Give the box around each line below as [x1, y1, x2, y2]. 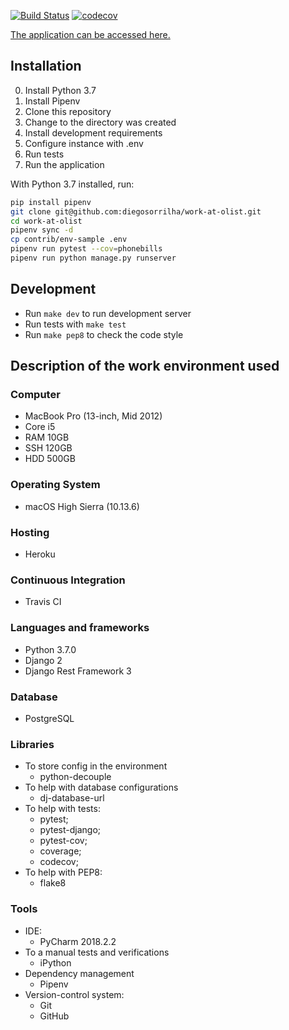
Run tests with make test [24, 318, 127, 330]
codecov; [39, 856, 79, 868]
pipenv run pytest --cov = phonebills [10, 244, 163, 254]
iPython [39, 956, 72, 969]
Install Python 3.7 [24, 84, 97, 96]
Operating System [10, 478, 101, 492]
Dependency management [24, 967, 135, 979]
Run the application [24, 158, 105, 170]
